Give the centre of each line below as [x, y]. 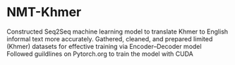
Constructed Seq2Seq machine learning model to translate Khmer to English [117, 31]
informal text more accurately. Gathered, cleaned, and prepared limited [110, 38]
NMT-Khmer [44, 12]
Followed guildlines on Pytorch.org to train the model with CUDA [100, 54]
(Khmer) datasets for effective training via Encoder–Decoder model [104, 46]
